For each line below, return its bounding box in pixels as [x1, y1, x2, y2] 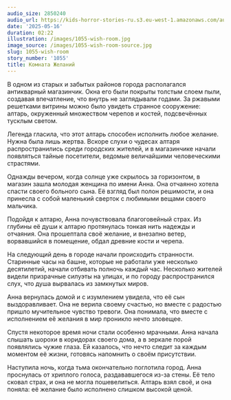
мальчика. [7, 201, 38, 210]
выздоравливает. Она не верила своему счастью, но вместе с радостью [7, 300, 222, 308]
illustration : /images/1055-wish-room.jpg [7, 36, 131, 43]
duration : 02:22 [7, 29, 54, 36]
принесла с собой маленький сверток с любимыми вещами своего [7, 194, 206, 203]
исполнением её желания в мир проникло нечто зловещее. [7, 314, 183, 323]
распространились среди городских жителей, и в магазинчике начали [7, 144, 217, 153]
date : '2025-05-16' [7, 23, 63, 30]
